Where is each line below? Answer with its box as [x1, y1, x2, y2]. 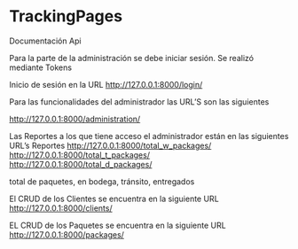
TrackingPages [9, 6, 122, 27]
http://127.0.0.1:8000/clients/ [9, 202, 113, 214]
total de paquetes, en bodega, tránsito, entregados [9, 175, 195, 187]
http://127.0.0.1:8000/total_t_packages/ [9, 149, 151, 160]
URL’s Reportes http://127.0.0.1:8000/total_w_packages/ [9, 140, 212, 151]
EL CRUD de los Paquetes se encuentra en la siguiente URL [9, 220, 226, 230]
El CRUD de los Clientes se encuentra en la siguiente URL [9, 193, 219, 204]
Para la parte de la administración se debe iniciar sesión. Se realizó [9, 52, 255, 63]
